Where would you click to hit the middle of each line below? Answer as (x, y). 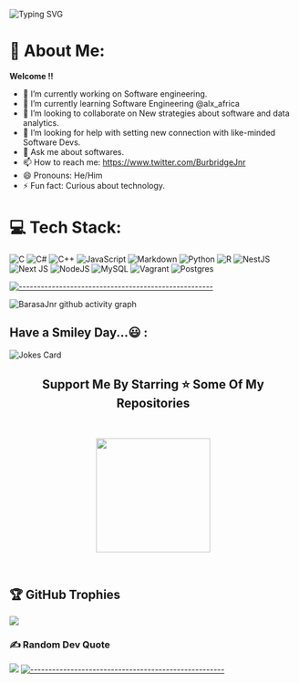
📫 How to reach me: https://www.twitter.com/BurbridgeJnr (134, 162)
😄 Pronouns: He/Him (62, 175)
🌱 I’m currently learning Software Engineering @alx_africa (131, 103)
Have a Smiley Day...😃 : (79, 333)
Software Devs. (52, 142)
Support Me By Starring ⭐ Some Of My (153, 384)
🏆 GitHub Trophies (65, 594)
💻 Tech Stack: (66, 228)
